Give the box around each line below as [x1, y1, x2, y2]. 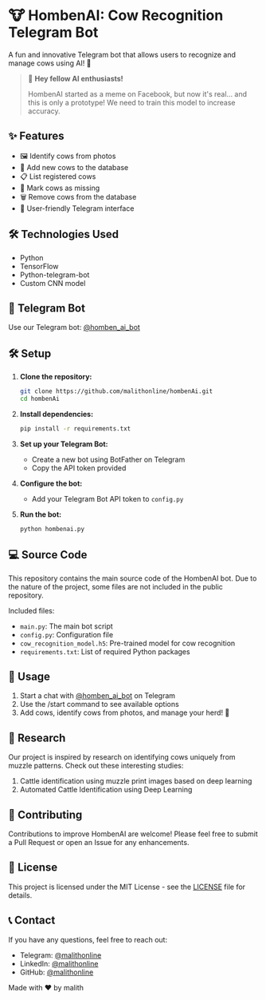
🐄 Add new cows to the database [19, 162, 129, 172]
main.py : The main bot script [19, 621, 113, 631]
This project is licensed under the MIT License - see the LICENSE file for [8, 882, 245, 891]
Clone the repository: [19, 372, 92, 382]
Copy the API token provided [31, 462, 127, 473]
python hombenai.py [19, 525, 85, 533]
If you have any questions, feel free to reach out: [8, 935, 168, 944]
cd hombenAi [19, 395, 60, 403]
